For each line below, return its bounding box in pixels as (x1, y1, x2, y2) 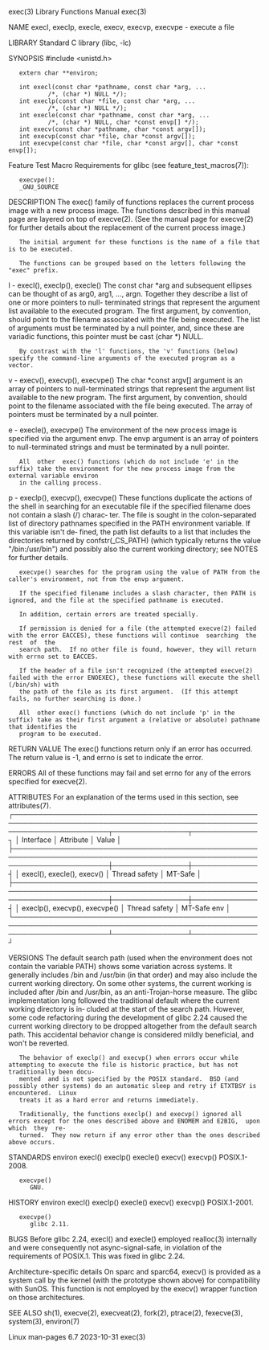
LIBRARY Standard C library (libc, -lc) (8, 38, 132, 47)
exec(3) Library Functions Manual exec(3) (8, 7, 147, 16)
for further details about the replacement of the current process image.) (8, 223, 247, 232)
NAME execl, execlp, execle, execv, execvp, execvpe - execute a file (8, 22, 234, 31)
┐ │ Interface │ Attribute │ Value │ (8, 835, 122, 845)
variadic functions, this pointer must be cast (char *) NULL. (8, 332, 204, 341)
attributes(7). (8, 801, 51, 810)
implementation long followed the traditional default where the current (8, 996, 240, 1005)
